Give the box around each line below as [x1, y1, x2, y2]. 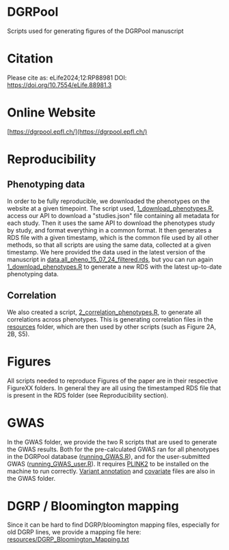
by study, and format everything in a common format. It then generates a [7, 226, 212, 234]
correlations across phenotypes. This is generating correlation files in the [7, 315, 213, 323]
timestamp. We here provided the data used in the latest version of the [7, 248, 206, 256]
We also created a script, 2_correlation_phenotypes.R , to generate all [7, 308, 202, 316]
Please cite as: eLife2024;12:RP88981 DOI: [7, 73, 127, 82]
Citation [7, 51, 53, 67]
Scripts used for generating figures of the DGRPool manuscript [7, 27, 184, 35]
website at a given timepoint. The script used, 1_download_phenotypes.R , [7, 204, 214, 213]
